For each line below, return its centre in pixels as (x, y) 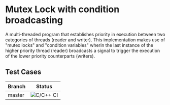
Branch (17, 86)
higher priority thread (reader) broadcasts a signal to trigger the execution (83, 50)
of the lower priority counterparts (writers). (50, 56)
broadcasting (34, 20)
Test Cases (23, 72)
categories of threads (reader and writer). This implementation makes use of (85, 40)
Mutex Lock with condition (62, 9)
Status (44, 86)
